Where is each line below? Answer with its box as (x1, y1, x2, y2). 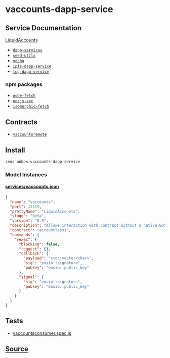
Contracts (5, 118, 38, 126)
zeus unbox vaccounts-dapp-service (5, 159, 80, 164)
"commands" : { (10, 232, 39, 237)
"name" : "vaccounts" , (10, 199, 56, 204)
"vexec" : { (14, 237, 37, 242)
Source (5, 345, 29, 353)
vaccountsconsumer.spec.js (12, 330, 72, 336)
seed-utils (12, 53, 36, 58)
